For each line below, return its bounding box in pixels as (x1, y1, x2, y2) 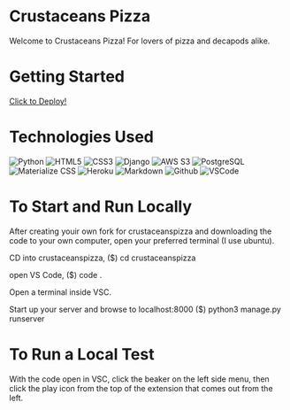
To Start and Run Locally (9, 197, 193, 216)
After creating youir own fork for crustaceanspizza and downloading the (9, 226, 272, 236)
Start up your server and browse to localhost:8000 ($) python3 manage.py (9, 304, 281, 314)
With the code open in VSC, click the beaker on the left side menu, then (9, 374, 270, 384)
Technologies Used (9, 127, 155, 147)
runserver (9, 313, 45, 324)
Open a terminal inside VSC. (9, 286, 112, 298)
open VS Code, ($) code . (9, 269, 103, 280)
